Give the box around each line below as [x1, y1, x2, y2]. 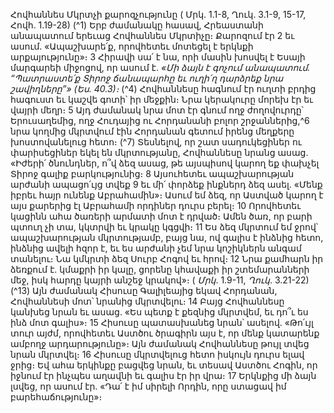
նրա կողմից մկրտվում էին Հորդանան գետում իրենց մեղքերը [10, 125, 295, 137]
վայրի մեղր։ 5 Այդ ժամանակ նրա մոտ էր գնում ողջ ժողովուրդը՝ [10, 104, 304, 116]
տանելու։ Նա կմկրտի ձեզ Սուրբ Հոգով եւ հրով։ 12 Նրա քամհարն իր [10, 253, 324, 264]
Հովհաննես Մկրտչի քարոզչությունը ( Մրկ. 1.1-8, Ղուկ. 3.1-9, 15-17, [10, 9, 307, 20]
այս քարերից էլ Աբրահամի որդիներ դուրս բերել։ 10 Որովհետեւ [10, 200, 302, 211]
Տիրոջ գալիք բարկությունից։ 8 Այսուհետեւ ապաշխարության [10, 168, 295, 179]
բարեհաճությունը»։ [10, 391, 103, 403]
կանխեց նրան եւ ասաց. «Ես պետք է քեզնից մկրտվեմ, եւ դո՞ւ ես [10, 306, 309, 318]
